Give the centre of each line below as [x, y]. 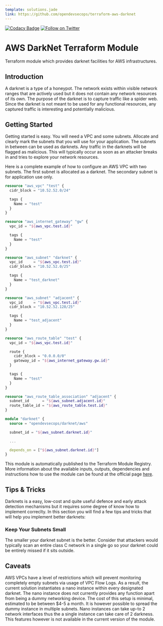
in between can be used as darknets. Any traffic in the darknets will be [76, 147]
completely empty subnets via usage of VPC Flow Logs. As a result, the [77, 583]
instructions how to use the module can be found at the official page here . [79, 474]
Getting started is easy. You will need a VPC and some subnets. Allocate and [82, 136]
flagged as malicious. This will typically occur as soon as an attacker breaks [81, 152]
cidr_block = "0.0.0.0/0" [40, 356]
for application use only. [29, 177]
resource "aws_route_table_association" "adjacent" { [61, 396]
